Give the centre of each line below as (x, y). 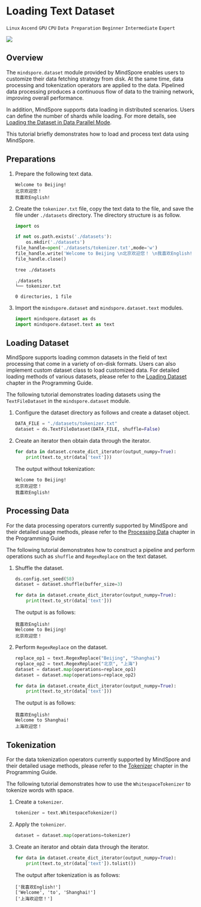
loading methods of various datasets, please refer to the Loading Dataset (97, 377)
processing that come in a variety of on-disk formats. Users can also (91, 364)
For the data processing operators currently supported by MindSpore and (97, 525)
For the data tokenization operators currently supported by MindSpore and (98, 760)
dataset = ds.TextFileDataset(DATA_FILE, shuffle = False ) (88, 429)
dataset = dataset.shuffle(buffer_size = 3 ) (69, 584)
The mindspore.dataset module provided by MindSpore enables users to (95, 72)
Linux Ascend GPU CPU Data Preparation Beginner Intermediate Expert (91, 28)
